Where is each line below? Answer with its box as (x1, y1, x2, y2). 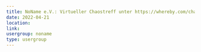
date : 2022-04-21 (6, 14, 50, 20)
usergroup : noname (6, 31, 52, 37)
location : (6, 20, 31, 26)
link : (6, 25, 20, 32)
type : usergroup (6, 36, 47, 42)
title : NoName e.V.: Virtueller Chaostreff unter (6, 8, 133, 15)
